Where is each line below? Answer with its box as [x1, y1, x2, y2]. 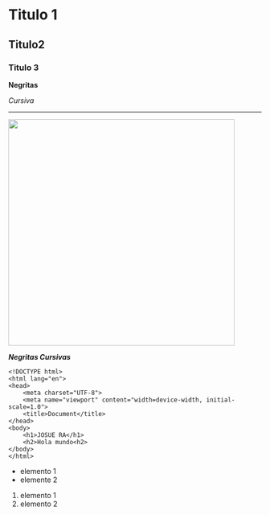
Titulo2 [8, 38, 46, 51]
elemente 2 [19, 475, 58, 484]
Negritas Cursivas [8, 352, 71, 361]
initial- [206, 396, 235, 404]
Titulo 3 [8, 62, 39, 73]
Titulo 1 [8, 6, 58, 24]
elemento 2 [19, 499, 58, 509]
